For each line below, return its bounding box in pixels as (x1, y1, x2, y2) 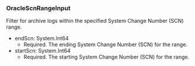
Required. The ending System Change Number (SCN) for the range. (23, 41, 187, 48)
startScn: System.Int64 (14, 47, 71, 54)
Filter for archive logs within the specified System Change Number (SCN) (6, 18, 184, 25)
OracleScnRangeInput (6, 4, 71, 12)
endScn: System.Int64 (14, 35, 69, 42)
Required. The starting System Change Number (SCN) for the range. (23, 54, 190, 61)
